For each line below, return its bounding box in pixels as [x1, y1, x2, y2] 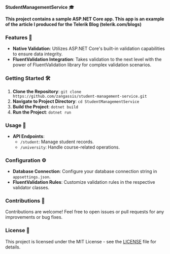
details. [5, 244, 21, 250]
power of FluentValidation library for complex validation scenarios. [12, 62, 151, 68]
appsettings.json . [12, 174, 51, 180]
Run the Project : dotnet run [12, 109, 72, 115]
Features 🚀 [5, 34, 32, 41]
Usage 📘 [5, 122, 26, 129]
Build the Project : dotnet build [12, 103, 79, 109]
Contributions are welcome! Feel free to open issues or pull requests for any [5, 209, 164, 215]
